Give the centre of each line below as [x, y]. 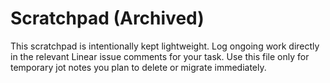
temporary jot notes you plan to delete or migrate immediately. [138, 67]
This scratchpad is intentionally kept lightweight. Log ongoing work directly [165, 46]
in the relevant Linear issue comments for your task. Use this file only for [160, 56]
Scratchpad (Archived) [107, 18]
